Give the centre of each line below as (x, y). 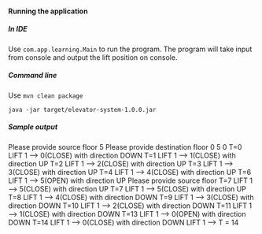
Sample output (33, 127)
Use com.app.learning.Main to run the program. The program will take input (130, 49)
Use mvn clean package (46, 95)
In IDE (18, 29)
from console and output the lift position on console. (93, 57)
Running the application (48, 11)
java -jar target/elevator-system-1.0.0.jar (82, 110)
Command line (33, 76)
